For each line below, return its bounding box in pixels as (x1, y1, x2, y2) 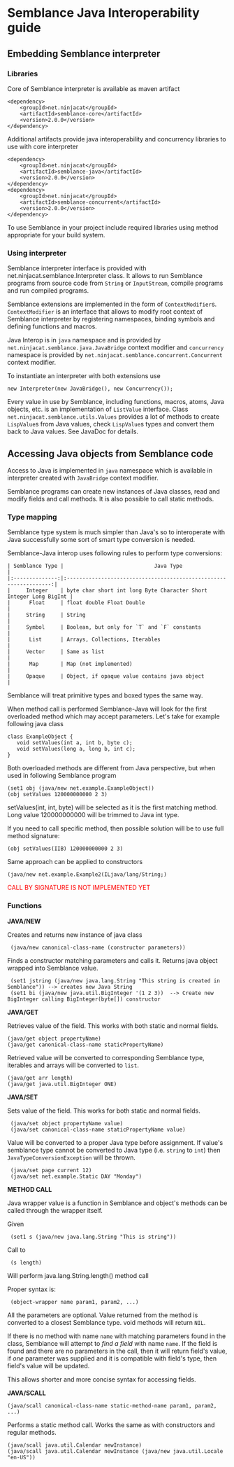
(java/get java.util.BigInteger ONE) (7, 1080, 117, 1087)
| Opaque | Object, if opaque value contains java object (7, 673, 205, 680)
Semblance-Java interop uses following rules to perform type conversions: (7, 549, 222, 557)
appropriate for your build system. (7, 230, 105, 239)
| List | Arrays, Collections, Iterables (7, 636, 161, 644)
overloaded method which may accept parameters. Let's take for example (7, 712, 220, 721)
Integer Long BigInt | (7, 593, 73, 600)
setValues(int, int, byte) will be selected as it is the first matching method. (7, 803, 218, 812)
